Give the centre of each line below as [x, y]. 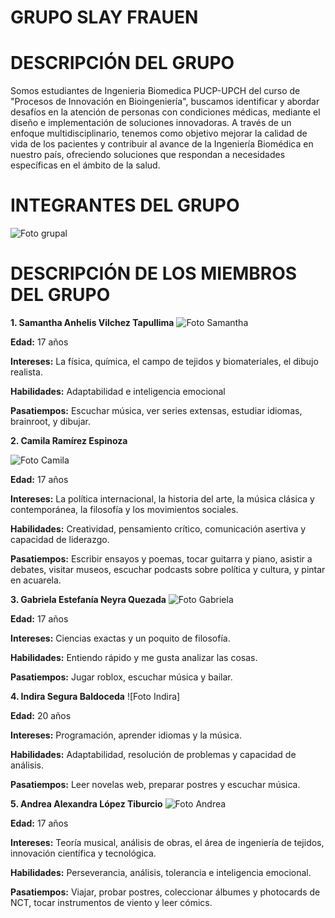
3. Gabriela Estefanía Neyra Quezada [88, 599]
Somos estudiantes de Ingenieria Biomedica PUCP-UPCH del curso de [155, 91]
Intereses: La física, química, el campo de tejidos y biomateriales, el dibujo [164, 361]
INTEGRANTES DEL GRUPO [125, 205]
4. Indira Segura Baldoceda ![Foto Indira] [95, 696]
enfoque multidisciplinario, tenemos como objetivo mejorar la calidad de [159, 133]
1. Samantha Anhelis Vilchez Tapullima [92, 322]
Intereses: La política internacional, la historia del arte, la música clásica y [162, 499]
